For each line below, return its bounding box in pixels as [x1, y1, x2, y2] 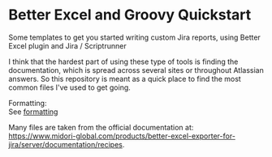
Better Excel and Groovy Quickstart [8, 6, 252, 24]
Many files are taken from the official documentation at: [8, 122, 194, 132]
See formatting [8, 107, 58, 117]
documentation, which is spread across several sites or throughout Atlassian [8, 65, 264, 74]
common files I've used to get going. [8, 83, 132, 92]
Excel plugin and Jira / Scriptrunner [8, 40, 127, 50]
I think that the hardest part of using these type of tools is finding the [8, 57, 239, 66]
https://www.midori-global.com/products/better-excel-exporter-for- [8, 131, 235, 141]
